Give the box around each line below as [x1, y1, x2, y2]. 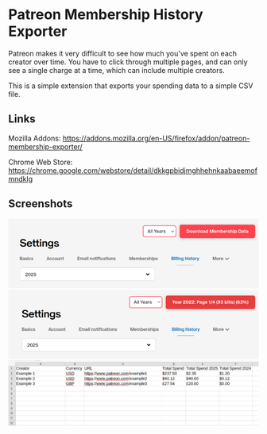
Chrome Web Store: [8, 157, 73, 167]
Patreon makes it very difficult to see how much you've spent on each [8, 48, 237, 58]
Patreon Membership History [8, 6, 203, 24]
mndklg [8, 174, 33, 183]
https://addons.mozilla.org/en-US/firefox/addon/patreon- [62, 133, 250, 143]
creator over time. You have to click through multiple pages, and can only [8, 57, 248, 67]
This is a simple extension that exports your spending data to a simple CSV [8, 81, 253, 90]
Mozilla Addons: [8, 133, 61, 143]
